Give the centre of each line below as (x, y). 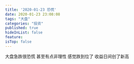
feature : (14, 37)
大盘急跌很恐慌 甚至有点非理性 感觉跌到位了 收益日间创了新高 (67, 56)
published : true (22, 28)
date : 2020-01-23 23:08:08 (33, 14)
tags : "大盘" (18, 19)
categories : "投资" (24, 23)
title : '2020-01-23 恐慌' (31, 10)
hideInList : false (24, 32)
